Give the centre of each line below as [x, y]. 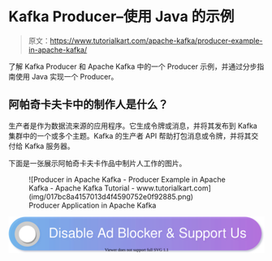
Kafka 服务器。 [49, 146]
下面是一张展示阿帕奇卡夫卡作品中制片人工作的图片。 [97, 163]
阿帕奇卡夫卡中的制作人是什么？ [89, 105]
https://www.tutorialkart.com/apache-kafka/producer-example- [156, 41]
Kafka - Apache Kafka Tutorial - [82, 188]
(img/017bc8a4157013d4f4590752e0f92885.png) [111, 196]
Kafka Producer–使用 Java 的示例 [121, 17]
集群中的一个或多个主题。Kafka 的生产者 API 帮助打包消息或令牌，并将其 [130, 135]
